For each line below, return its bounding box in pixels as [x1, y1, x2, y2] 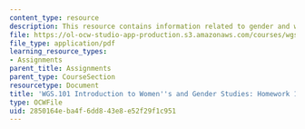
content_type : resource [9, 13, 100, 23]
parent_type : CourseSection [9, 73, 116, 82]
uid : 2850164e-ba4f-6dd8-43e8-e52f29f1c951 [9, 106, 177, 115]
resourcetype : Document [9, 81, 100, 90]
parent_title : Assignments [9, 64, 112, 74]
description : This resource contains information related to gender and [9, 22, 290, 31]
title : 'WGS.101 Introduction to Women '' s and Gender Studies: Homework [9, 89, 290, 98]
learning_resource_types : [9, 47, 107, 56]
